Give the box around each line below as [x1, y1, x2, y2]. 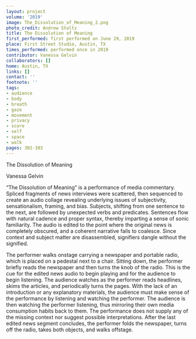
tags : [6, 85, 19, 91]
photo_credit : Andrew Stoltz [6, 25, 77, 31]
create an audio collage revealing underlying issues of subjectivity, [6, 196, 167, 203]
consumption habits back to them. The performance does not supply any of [6, 307, 188, 314]
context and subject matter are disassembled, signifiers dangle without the [6, 233, 187, 240]
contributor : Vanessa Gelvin [6, 52, 77, 58]
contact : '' [6, 74, 35, 80]
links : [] [6, 69, 30, 74]
